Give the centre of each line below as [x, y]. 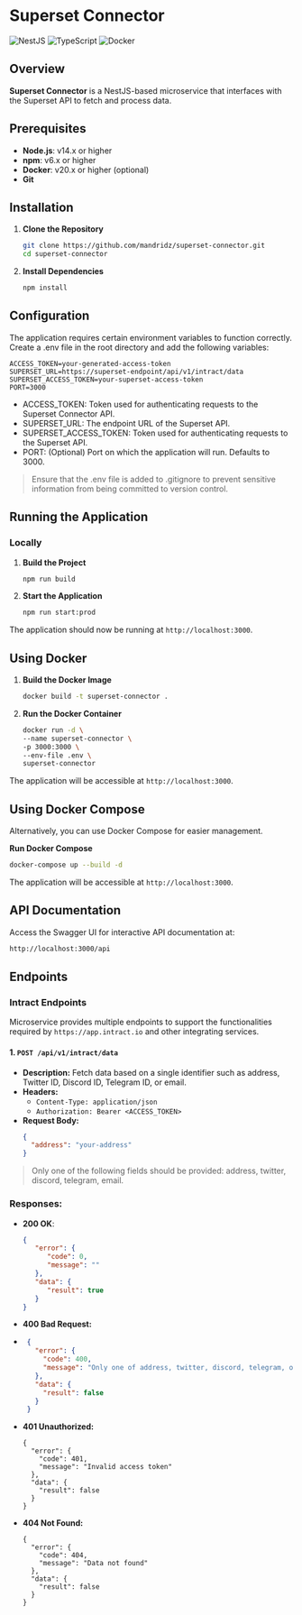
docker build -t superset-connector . [95, 697]
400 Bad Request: [57, 1324]
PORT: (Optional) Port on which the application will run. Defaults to [146, 452]
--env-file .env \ [57, 755]
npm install [45, 288]
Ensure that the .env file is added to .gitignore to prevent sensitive [154, 479]
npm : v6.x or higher [59, 160]
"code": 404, [64, 1555]
